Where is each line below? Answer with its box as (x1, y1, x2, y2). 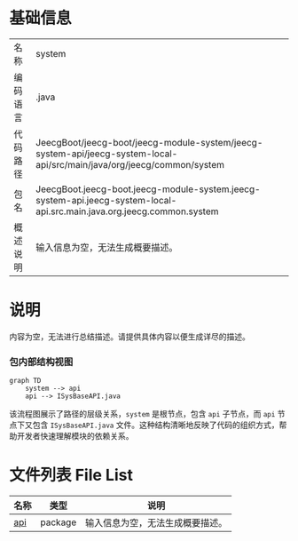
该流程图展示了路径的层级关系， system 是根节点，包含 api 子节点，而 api (9, 409, 276, 419)
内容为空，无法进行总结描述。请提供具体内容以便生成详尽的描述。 (9, 330, 250, 342)
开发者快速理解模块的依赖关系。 (16, 431, 134, 442)
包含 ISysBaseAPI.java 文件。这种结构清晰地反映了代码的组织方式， (32, 419, 279, 431)
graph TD (9, 377, 42, 386)
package (40, 516, 77, 529)
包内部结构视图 (9, 355, 74, 368)
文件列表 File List (9, 465, 133, 485)
